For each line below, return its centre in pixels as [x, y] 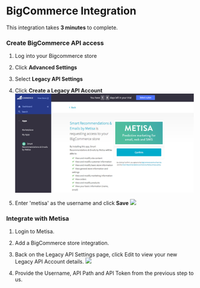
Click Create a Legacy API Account [59, 91]
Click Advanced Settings [46, 67]
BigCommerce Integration [71, 11]
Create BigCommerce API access [55, 43]
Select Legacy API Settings [49, 79]
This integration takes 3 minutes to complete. [62, 27]
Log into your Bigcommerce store [56, 56]
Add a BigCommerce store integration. [62, 243]
